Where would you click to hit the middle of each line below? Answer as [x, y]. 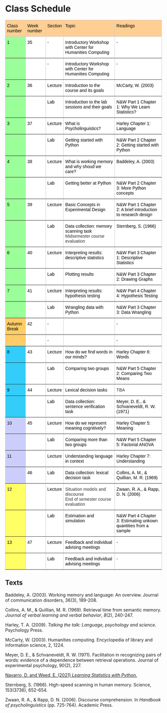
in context [75, 461]
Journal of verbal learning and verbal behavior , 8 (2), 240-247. [69, 615]
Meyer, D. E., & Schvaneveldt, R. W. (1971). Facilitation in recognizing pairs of [83, 655]
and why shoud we [83, 166]
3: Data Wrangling [134, 312]
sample [124, 531]
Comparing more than [86, 439]
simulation [75, 521]
